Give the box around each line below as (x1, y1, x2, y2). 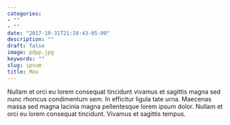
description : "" (7, 36, 54, 43)
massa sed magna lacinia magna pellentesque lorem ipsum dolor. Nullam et (7, 102, 223, 110)
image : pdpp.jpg (7, 49, 54, 56)
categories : (7, 10, 42, 17)
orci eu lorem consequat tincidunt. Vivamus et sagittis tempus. (7, 109, 186, 118)
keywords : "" (7, 56, 45, 62)
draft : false (7, 42, 45, 49)
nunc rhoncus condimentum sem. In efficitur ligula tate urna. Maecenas (7, 94, 212, 103)
